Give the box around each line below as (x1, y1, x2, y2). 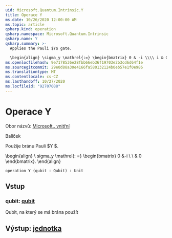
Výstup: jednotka (5, 224, 62, 233)
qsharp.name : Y (5, 36, 38, 42)
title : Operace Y (5, 12, 42, 17)
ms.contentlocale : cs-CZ (5, 74, 58, 80)
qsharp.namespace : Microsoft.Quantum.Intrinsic (5, 31, 109, 36)
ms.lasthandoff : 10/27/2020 (5, 79, 66, 84)
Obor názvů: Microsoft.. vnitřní (5, 123, 70, 129)
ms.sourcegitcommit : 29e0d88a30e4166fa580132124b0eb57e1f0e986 (5, 65, 143, 70)
